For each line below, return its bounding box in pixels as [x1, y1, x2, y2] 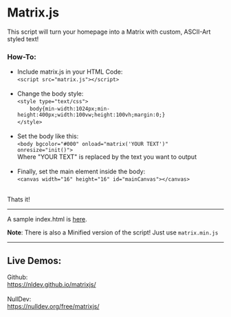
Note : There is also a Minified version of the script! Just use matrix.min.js [7, 228, 219, 237]
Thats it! [7, 195, 30, 204]
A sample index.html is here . [7, 215, 87, 223]
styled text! [7, 34, 39, 43]
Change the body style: [16, 89, 84, 98]
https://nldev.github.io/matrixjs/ [7, 281, 96, 289]
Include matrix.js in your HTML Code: [16, 67, 123, 76]
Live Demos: [7, 254, 62, 266]
